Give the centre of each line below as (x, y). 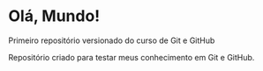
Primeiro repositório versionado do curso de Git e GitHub (112, 40)
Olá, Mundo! (54, 16)
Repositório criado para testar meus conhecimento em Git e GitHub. (131, 57)
